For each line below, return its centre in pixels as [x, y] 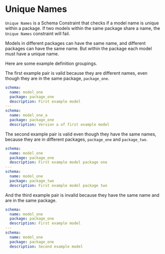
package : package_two [32, 181]
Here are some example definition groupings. [51, 63]
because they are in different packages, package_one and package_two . [76, 139]
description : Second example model [46, 247]
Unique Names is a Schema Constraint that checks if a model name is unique [82, 23]
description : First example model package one [58, 162]
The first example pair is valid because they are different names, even [76, 73]
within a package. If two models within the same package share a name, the [82, 28]
